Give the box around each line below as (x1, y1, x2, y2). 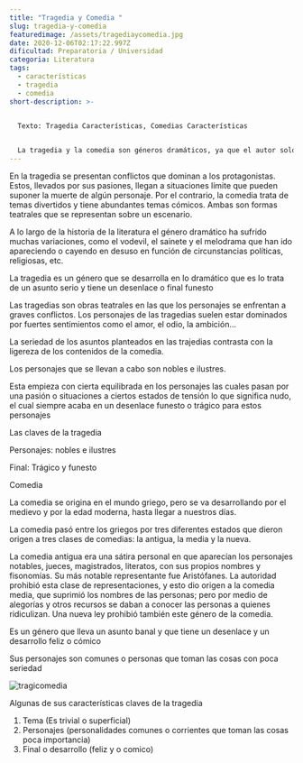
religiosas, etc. (9, 255, 64, 266)
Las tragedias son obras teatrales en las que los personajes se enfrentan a (9, 299, 287, 310)
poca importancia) (22, 734, 91, 745)
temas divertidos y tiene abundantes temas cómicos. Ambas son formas (9, 199, 278, 210)
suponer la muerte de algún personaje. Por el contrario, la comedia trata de (9, 190, 289, 200)
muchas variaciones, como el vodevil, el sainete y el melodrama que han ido (9, 236, 293, 246)
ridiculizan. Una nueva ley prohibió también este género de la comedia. (9, 609, 273, 619)
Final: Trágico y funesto (9, 462, 97, 473)
